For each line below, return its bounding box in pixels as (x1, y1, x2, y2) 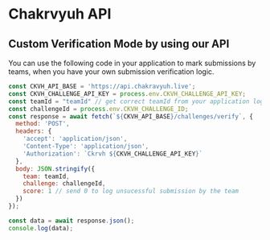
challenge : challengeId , (22, 180, 106, 188)
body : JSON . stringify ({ (15, 164, 95, 173)
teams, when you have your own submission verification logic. (8, 67, 215, 77)
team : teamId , (22, 172, 70, 180)
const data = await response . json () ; (8, 217, 135, 225)
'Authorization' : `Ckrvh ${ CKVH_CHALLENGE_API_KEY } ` (22, 150, 203, 158)
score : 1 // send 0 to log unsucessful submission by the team (22, 187, 239, 196)
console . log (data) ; (8, 224, 74, 232)
